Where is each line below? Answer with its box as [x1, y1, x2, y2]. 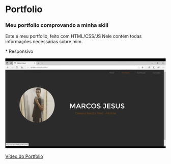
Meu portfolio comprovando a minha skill [5, 22, 108, 29]
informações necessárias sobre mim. [5, 39, 83, 45]
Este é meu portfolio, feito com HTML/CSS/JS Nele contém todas [5, 33, 142, 39]
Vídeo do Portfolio [5, 153, 43, 159]
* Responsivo [5, 48, 34, 54]
